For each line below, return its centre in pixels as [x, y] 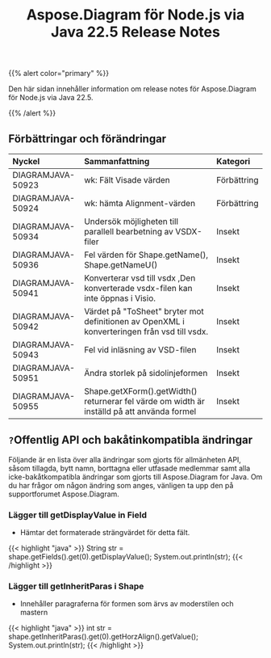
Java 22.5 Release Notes [135, 32]
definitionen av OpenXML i [135, 321]
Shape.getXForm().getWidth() [141, 391]
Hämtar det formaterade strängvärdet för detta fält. [105, 533]
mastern [34, 613]
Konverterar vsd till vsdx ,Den [140, 278]
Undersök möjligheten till [131, 221]
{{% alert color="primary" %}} [59, 74]
